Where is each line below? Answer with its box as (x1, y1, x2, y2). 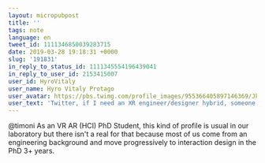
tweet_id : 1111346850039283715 (8, 41, 111, 49)
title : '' (8, 19, 41, 27)
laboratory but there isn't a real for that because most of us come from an (8, 129, 248, 139)
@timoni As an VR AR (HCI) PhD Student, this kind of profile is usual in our (8, 121, 249, 131)
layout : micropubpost (8, 11, 80, 20)
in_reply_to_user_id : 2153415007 (8, 70, 118, 78)
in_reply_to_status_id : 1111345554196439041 (8, 63, 157, 71)
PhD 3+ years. (8, 146, 55, 156)
